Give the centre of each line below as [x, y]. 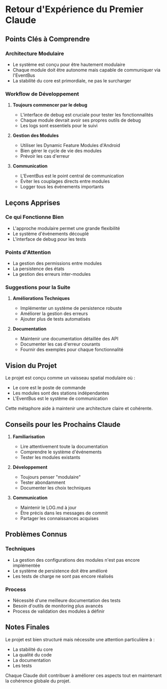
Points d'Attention [28, 252]
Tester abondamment [43, 482]
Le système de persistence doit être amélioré [60, 570]
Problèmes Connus [36, 535]
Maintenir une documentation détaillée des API [69, 339]
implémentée [26, 565]
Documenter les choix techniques [55, 488]
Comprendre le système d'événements [61, 452]
